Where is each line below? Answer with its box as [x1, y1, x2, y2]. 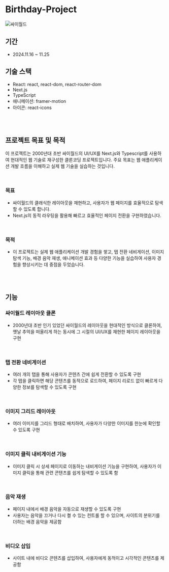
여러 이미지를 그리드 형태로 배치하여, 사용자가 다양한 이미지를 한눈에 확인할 [12, 420, 161, 426]
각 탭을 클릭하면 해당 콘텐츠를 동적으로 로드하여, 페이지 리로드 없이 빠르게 [12, 377, 158, 384]
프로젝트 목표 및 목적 [5, 136, 65, 145]
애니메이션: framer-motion [12, 98, 66, 104]
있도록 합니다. [23, 206, 51, 212]
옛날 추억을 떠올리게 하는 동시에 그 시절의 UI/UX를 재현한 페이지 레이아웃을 [12, 329, 161, 335]
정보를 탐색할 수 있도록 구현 [22, 384, 77, 390]
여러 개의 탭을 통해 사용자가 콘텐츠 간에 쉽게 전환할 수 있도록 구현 [12, 371, 141, 377]
